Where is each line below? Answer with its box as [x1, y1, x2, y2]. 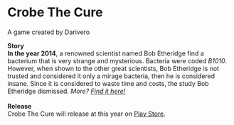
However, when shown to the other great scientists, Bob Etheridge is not [7, 64, 219, 72]
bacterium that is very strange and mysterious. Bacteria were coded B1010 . [7, 56, 228, 65]
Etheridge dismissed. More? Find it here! [7, 87, 126, 95]
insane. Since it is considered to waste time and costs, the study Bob [7, 79, 209, 87]
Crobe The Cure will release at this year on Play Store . [7, 109, 166, 118]
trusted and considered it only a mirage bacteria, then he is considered [7, 72, 216, 80]
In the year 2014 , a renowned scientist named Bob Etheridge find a [7, 49, 204, 58]
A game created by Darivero [7, 28, 90, 36]
